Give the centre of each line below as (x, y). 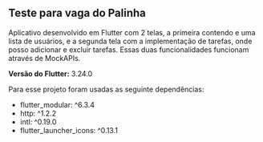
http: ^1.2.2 (38, 113)
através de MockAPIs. (45, 58)
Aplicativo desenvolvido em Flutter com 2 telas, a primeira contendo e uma (132, 32)
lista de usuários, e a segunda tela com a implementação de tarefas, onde (130, 41)
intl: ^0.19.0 (38, 122)
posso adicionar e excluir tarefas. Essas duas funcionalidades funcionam (129, 49)
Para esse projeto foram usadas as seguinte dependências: (106, 89)
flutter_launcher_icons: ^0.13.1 (69, 130)
